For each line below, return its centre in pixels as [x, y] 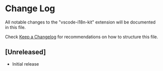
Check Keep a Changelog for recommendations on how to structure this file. [82, 37]
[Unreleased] [26, 52]
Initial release [25, 64]
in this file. [15, 27]
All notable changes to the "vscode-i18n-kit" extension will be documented [81, 22]
